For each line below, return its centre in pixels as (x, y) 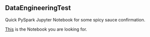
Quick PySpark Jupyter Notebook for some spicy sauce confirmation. (75, 19)
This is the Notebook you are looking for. (46, 29)
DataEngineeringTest (38, 8)
